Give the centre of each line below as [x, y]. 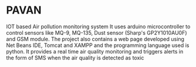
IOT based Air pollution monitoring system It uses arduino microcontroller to [98, 26]
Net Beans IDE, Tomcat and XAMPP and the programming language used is [98, 45]
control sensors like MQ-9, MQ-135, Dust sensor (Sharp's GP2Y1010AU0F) [97, 32]
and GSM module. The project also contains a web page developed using [95, 39]
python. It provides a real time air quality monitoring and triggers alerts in [95, 51]
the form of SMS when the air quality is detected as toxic [75, 58]
